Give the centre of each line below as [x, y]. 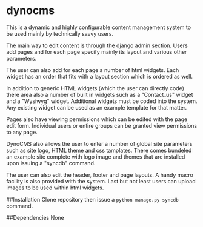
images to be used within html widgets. [55, 188]
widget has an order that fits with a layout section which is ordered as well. [99, 76]
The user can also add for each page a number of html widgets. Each [93, 70]
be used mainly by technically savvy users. [60, 33]
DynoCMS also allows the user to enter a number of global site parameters [99, 143]
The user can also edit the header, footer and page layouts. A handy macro [100, 175]
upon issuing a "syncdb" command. [51, 163]
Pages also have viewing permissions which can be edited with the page [97, 119]
